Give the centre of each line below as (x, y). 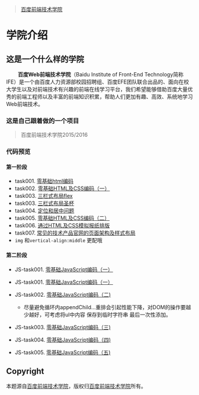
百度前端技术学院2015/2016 (54, 135)
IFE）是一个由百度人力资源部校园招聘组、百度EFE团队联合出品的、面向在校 (98, 82)
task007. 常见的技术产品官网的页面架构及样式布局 (75, 233)
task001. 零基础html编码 (44, 181)
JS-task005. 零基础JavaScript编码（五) (62, 352)
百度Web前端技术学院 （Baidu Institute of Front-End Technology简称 (100, 74)
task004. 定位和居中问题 (44, 211)
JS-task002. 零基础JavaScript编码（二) (63, 294)
